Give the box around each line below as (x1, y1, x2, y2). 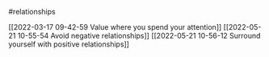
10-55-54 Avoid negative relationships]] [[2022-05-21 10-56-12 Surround (17, 31, 261, 40)
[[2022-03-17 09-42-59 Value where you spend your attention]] (8, 22, 222, 31)
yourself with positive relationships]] (8, 39, 129, 49)
